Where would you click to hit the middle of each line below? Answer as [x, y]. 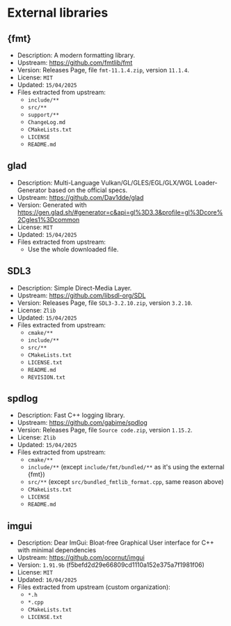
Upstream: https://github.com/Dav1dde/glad [80, 197]
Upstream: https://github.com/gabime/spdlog [82, 423]
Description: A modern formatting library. [76, 55]
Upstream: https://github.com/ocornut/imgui [81, 558]
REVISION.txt [47, 377]
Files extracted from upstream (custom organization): [94, 587]
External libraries [58, 13]
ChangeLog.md [47, 123]
